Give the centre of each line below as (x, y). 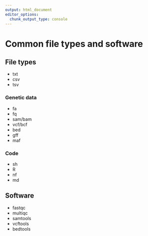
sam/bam (22, 119)
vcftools (21, 224)
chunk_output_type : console (39, 19)
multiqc (20, 213)
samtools (22, 218)
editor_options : (22, 14)
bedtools (21, 229)
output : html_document (29, 10)
